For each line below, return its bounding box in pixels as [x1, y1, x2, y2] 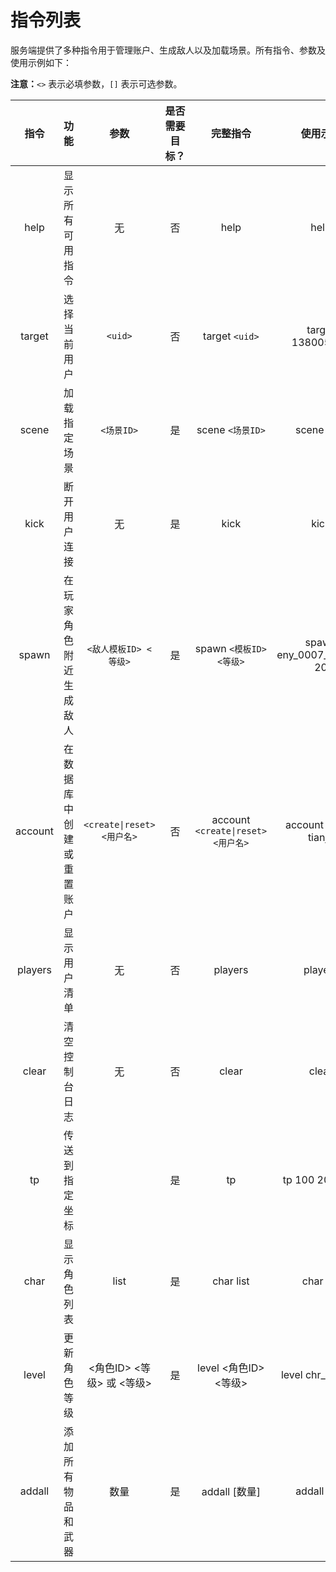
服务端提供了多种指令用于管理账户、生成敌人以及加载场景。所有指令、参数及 [10, 44, 326, 56]
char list [212, 1274, 250, 1288]
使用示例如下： [10, 56, 72, 68]
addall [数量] [201, 1484, 261, 1498]
